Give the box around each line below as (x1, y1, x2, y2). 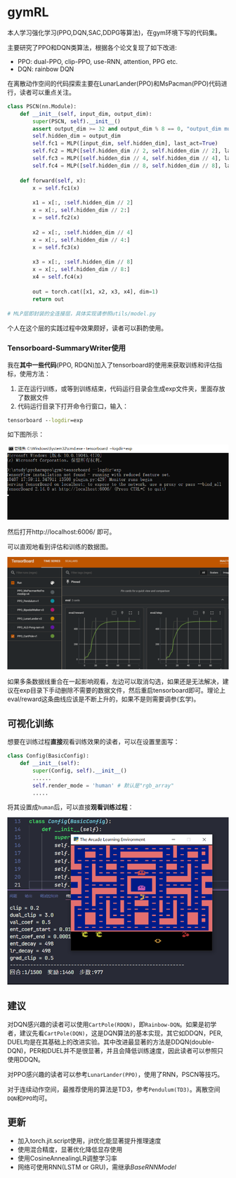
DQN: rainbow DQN (17, 65, 74, 73)
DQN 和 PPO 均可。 (7, 1094, 51, 1102)
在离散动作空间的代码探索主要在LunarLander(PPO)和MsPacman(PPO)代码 (7, 79, 221, 88)
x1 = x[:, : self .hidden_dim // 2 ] (32, 199, 133, 207)
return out (32, 296, 65, 303)
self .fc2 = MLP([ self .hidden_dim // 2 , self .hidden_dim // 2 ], (32, 148, 221, 155)
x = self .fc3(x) (32, 244, 80, 251)
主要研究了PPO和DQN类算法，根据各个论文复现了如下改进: (7, 43, 177, 51)
